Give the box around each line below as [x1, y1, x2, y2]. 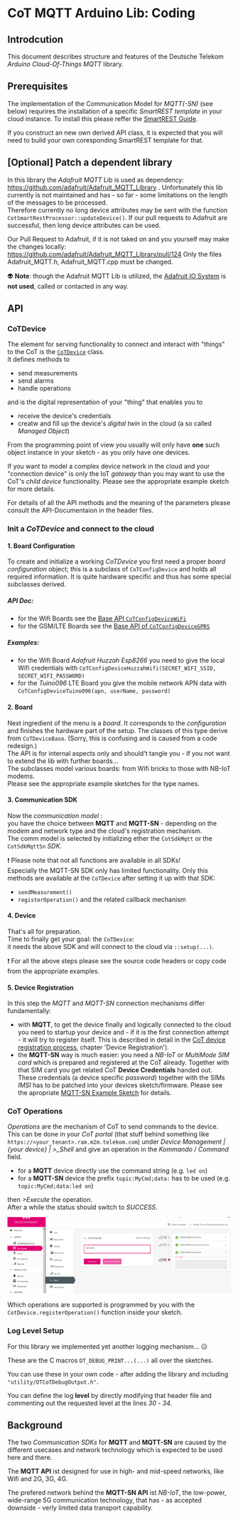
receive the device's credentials [17, 412, 112, 420]
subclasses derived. [7, 580, 66, 589]
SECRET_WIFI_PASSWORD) [17, 673, 85, 680]
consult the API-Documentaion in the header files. [7, 506, 154, 514]
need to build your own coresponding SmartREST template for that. [7, 135, 204, 144]
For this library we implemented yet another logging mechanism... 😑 [7, 1342, 208, 1351]
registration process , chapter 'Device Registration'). [17, 1043, 169, 1052]
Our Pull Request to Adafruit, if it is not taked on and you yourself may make [7, 234, 229, 243]
